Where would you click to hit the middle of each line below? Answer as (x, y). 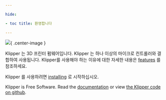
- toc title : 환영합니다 (29, 23)
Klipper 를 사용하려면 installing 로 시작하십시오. (52, 77)
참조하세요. (16, 66)
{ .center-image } (28, 43)
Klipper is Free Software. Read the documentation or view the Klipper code (83, 87)
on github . (16, 92)
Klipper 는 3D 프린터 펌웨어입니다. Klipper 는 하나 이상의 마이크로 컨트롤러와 (81, 53)
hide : (11, 14)
